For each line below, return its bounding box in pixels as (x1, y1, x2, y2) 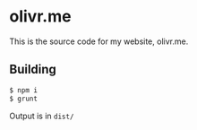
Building (9, 62, 56, 77)
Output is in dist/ (9, 110, 74, 121)
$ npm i (9, 85, 39, 95)
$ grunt (9, 94, 39, 103)
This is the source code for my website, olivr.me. (9, 36, 189, 47)
